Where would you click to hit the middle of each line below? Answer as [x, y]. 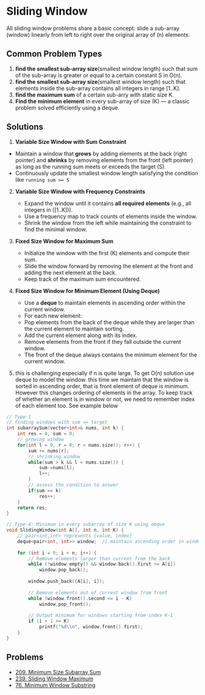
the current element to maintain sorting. [74, 329]
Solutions [25, 127]
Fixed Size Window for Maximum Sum [64, 241]
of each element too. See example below [67, 406]
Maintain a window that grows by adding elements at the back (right [101, 154]
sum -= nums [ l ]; [57, 468]
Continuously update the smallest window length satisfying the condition [106, 173]
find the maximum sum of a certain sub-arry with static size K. [95, 95]
